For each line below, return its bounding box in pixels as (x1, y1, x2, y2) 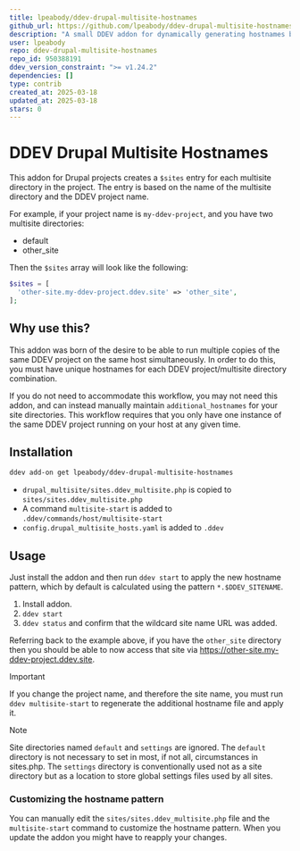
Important (9, 672, 46, 682)
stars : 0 (9, 104, 42, 113)
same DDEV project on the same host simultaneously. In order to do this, (9, 354, 276, 364)
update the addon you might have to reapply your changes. (9, 832, 228, 843)
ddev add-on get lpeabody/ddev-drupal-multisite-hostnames (9, 468, 234, 478)
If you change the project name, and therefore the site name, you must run (9, 688, 284, 699)
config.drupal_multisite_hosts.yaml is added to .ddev (21, 522, 225, 533)
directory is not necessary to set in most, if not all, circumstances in (9, 752, 259, 763)
